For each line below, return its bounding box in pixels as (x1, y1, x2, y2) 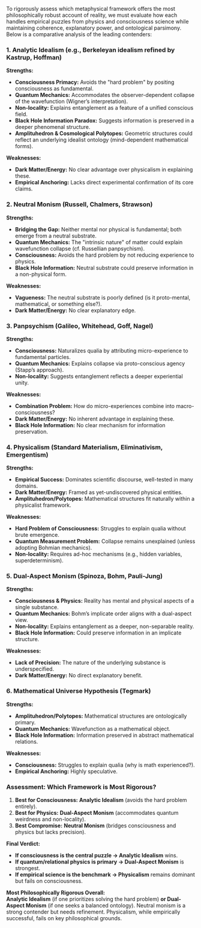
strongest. (14, 865, 41, 872)
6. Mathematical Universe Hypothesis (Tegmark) (6, 687, 151, 695)
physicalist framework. (14, 501, 72, 509)
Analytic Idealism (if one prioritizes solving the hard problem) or (6, 895, 166, 903)
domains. (14, 482, 38, 490)
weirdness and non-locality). (14, 816, 86, 823)
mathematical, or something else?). (14, 300, 102, 307)
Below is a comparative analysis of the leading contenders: (6, 31, 152, 38)
